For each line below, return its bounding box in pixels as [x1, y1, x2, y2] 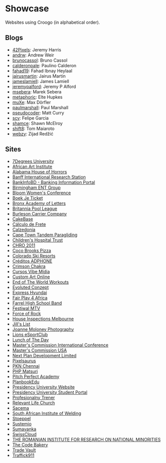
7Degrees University [12, 158, 54, 164]
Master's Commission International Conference [12, 342, 109, 348]
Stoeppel [12, 416, 31, 421]
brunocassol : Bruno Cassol [12, 57, 68, 63]
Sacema [12, 405, 29, 411]
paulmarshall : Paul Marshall [12, 104, 69, 110]
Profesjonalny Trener [12, 394, 55, 400]
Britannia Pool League [12, 206, 58, 211]
